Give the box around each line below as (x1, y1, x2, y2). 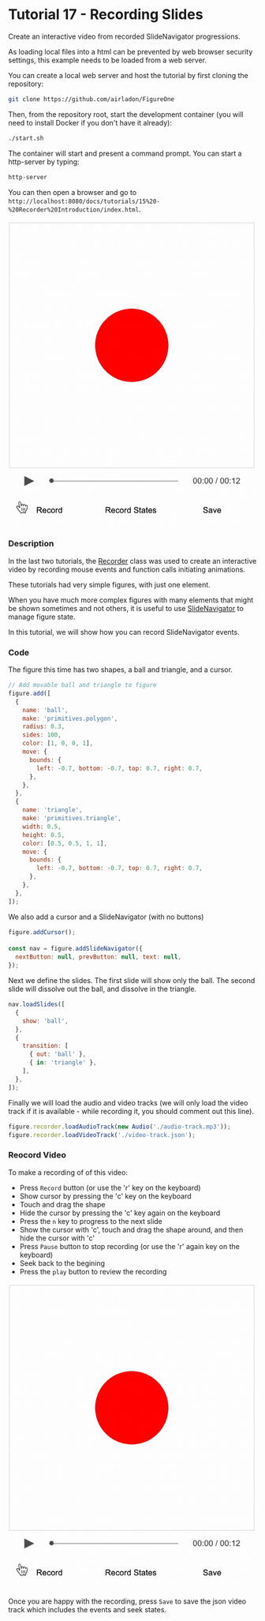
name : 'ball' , (22, 706, 69, 714)
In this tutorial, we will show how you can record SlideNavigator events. (8, 627, 240, 636)
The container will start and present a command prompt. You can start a (8, 148, 242, 158)
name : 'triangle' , (22, 806, 83, 814)
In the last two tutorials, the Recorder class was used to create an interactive (8, 556, 257, 565)
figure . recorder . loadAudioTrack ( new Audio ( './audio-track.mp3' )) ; (8, 1123, 231, 1131)
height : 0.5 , (22, 831, 65, 839)
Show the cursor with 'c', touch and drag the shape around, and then (19, 1225, 244, 1234)
